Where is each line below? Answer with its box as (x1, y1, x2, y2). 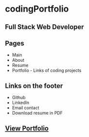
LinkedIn (12, 100, 30, 105)
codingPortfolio (5, 3, 69, 15)
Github (12, 95, 26, 101)
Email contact (12, 105, 40, 111)
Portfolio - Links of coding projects (12, 68, 82, 73)
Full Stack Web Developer (5, 23, 84, 31)
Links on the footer (5, 82, 63, 90)
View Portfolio (5, 124, 49, 132)
